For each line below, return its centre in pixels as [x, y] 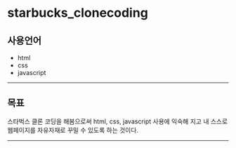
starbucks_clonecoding [78, 13]
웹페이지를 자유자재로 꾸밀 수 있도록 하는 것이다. [73, 130]
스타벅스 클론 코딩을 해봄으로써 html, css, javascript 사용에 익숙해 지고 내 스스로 [118, 121]
